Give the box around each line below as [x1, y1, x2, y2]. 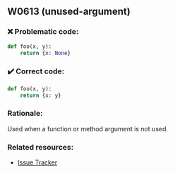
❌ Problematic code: [7, 27, 79, 37]
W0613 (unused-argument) [7, 6, 131, 18]
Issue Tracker [17, 158, 58, 167]
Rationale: [7, 109, 43, 119]
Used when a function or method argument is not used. [7, 124, 168, 133]
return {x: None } [20, 49, 71, 56]
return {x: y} [20, 92, 61, 99]
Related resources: [7, 142, 74, 152]
